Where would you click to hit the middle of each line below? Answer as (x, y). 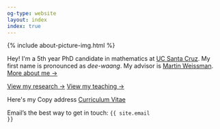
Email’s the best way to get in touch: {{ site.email (79, 113)
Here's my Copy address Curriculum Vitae (67, 100)
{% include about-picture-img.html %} (61, 46)
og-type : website (32, 13)
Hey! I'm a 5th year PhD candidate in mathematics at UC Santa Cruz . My (109, 59)
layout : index (27, 20)
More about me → (32, 73)
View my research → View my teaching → (66, 87)
